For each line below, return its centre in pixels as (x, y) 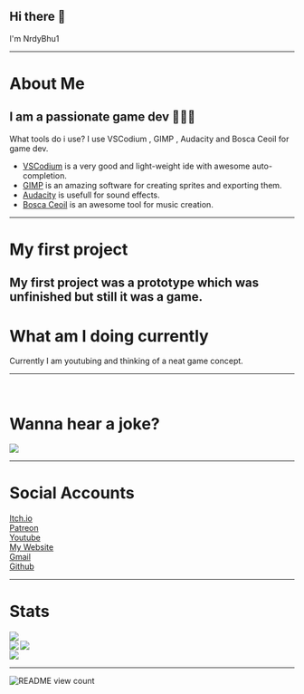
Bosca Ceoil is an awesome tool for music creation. (118, 204)
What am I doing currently (109, 336)
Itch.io (21, 518)
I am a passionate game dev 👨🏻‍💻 (103, 117)
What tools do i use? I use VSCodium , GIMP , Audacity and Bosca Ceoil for (149, 139)
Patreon (24, 528)
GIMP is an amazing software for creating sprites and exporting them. (152, 185)
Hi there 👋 (38, 17)
